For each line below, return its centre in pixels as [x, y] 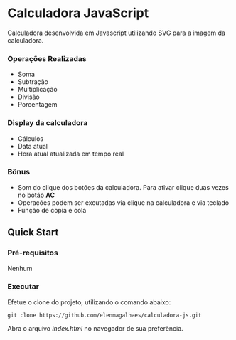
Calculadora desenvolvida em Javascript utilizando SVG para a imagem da [117, 33]
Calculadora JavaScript [78, 13]
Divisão [29, 97]
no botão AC [36, 195]
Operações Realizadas [47, 58]
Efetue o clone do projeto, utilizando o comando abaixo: [89, 302]
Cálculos [31, 138]
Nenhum [20, 268]
